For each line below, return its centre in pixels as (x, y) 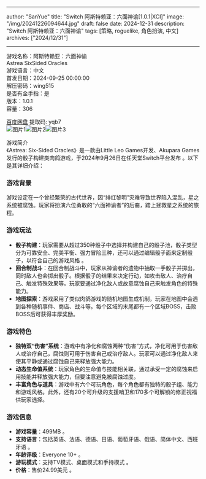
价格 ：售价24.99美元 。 (45, 470)
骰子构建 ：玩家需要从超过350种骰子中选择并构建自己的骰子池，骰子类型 (106, 245)
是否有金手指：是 (28, 93)
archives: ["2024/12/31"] (37, 38)
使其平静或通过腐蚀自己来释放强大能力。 (66, 361)
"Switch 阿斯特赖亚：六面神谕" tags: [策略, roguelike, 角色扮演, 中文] (93, 31)
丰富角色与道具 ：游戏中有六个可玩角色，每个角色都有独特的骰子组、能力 (106, 384)
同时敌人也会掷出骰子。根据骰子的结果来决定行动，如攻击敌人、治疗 (101, 275)
